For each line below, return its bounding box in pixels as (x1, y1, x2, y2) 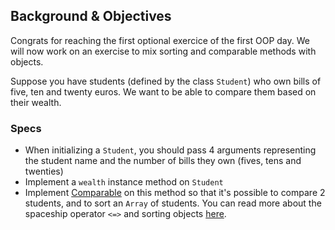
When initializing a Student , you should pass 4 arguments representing (24, 144, 317, 156)
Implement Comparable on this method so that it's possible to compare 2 (24, 187, 326, 199)
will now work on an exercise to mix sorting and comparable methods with (10, 45, 317, 57)
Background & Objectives (10, 8, 172, 25)
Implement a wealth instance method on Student (24, 176, 224, 188)
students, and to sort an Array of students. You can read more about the (24, 197, 322, 209)
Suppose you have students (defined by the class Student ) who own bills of (10, 75, 322, 87)
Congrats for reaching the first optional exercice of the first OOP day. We (10, 34, 310, 46)
